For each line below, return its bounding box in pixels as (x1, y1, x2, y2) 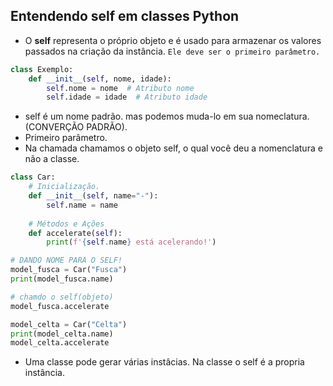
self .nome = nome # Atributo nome (46, 83, 195, 93)
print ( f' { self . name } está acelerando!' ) (46, 237, 217, 248)
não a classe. (24, 153, 80, 165)
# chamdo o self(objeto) (10, 292, 114, 302)
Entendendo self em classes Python (10, 8, 240, 25)
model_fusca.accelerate (10, 301, 110, 311)
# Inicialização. (28, 182, 101, 192)
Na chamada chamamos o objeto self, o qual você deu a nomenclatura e (24, 142, 323, 154)
